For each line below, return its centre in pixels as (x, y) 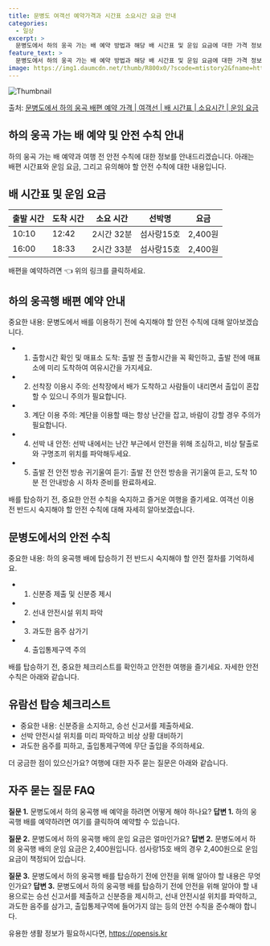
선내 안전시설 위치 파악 (67, 613)
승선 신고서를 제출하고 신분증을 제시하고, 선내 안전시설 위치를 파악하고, (146, 896)
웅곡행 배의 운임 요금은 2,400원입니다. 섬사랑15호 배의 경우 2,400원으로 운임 (137, 849)
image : (19, 68)
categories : (28, 23)
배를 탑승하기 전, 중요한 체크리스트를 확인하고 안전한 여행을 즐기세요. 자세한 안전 (134, 667)
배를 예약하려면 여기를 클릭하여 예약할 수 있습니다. (101, 821)
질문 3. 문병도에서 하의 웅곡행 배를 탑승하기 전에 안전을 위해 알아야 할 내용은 (127, 876)
